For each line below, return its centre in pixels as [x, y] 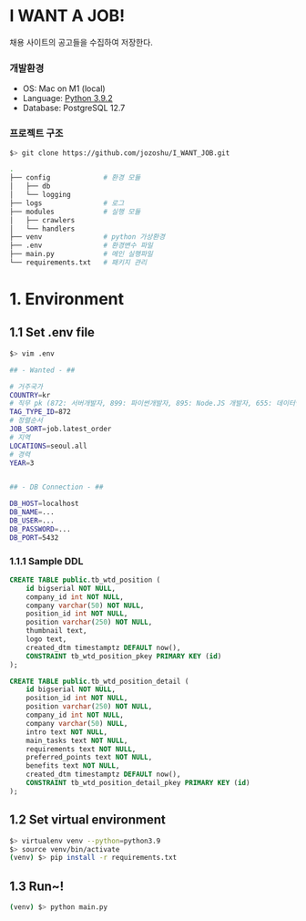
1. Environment [67, 300]
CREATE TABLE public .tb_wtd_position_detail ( [99, 681]
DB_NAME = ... [32, 512]
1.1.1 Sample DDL [46, 561]
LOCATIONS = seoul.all [49, 446]
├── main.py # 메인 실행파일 [81, 254]
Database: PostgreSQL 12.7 [74, 108]
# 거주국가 [26, 387]
